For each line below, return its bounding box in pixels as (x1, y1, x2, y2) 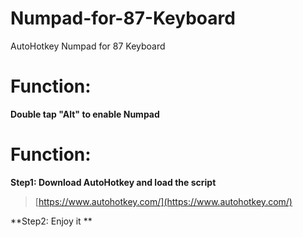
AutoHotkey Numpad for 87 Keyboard (10, 40, 166, 52)
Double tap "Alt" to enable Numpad (10, 108, 160, 120)
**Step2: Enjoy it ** (10, 215, 93, 227)
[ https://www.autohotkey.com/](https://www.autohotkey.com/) (34, 195, 293, 207)
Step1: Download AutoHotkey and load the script (10, 176, 217, 188)
